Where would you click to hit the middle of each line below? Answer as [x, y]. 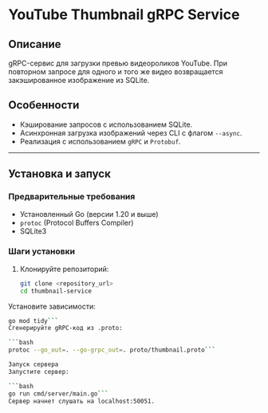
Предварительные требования [72, 197]
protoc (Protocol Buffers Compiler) [77, 222]
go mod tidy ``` [33, 321]
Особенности [44, 105]
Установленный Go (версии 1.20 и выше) [89, 214]
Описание [35, 44]
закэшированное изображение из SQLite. [79, 80]
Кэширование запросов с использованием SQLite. [106, 124]
